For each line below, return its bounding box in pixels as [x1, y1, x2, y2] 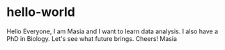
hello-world [6, 4, 76, 20]
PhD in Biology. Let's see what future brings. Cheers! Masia [6, 34, 177, 42]
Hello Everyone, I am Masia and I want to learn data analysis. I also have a [6, 27, 219, 35]
